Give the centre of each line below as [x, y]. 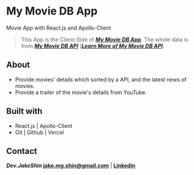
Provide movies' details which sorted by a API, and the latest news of [101, 79]
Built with [24, 111]
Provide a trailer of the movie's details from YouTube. [81, 92]
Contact [22, 151]
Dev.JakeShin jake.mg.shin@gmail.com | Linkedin [71, 166]
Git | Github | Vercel [39, 132]
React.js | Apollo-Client [43, 126]
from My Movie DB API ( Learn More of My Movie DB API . [92, 46]
